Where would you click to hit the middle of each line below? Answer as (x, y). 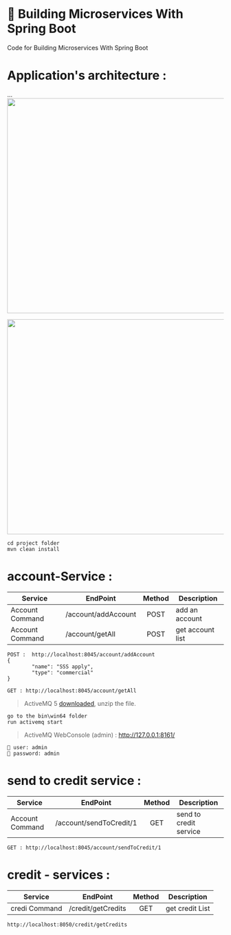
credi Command (36, 908)
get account (195, 630)
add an (187, 610)
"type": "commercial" (63, 673)
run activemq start (35, 722)
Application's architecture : (87, 76)
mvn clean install (33, 549)
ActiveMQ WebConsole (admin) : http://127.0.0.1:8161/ (99, 735)
